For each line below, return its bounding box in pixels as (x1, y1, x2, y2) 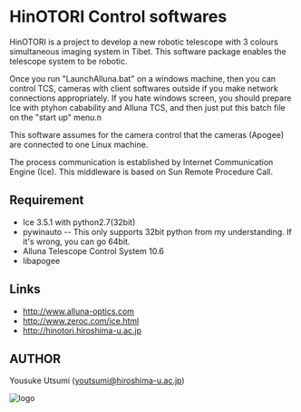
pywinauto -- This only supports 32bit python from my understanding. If (22, 226, 292, 237)
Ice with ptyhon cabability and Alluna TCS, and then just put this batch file (9, 102, 286, 113)
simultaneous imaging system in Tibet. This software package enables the (9, 45, 287, 56)
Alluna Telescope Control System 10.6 (22, 245, 165, 256)
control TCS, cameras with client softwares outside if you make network (9, 83, 279, 93)
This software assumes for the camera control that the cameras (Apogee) (9, 129, 285, 140)
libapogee (22, 255, 61, 266)
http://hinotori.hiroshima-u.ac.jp (22, 325, 142, 336)
